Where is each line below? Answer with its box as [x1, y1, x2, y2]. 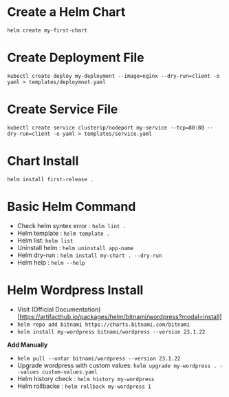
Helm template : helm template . [17, 229, 110, 237]
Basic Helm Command [7, 198, 136, 214]
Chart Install [7, 153, 79, 169]
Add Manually [7, 340, 48, 349]
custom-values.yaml [42, 368, 98, 376]
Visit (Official [17, 305, 54, 314]
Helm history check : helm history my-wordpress [17, 374, 155, 383]
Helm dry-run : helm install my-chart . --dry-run [17, 251, 162, 259]
